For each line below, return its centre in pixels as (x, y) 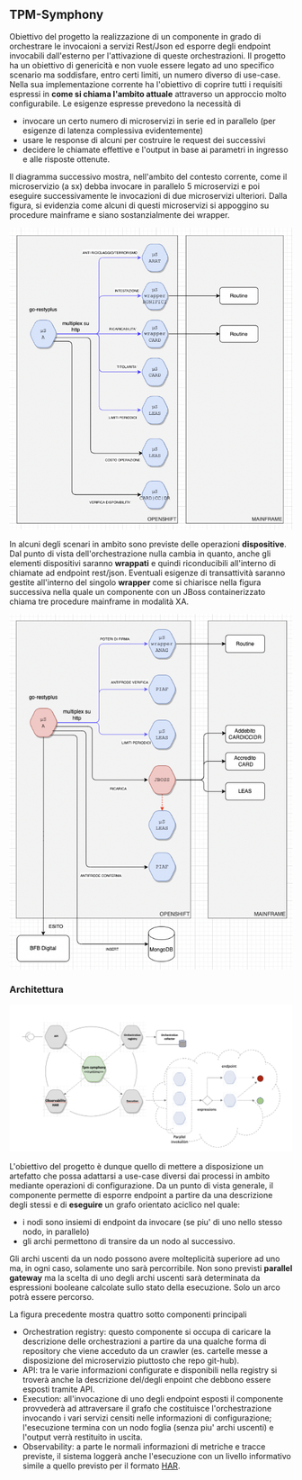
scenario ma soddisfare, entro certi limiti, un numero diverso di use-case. (145, 75)
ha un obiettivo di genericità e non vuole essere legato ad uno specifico (142, 65)
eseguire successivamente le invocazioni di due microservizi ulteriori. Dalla (148, 195)
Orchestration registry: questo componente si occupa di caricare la (147, 1332)
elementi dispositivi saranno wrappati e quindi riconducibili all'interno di (143, 564)
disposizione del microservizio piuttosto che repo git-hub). (131, 1361)
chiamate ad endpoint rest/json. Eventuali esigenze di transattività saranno (147, 573)
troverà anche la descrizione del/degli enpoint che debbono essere (147, 1380)
